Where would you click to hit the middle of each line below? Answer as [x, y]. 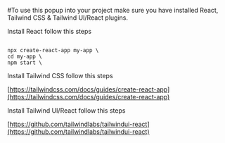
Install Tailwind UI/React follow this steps [66, 111]
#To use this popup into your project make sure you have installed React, [113, 10]
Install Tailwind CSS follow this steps [60, 76]
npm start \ [25, 63]
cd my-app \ [25, 56]
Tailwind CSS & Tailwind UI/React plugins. [68, 18]
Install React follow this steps [50, 31]
